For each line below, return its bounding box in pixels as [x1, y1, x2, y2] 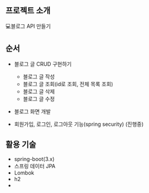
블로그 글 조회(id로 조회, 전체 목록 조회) [22, 80, 114, 87]
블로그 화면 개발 [14, 107, 51, 115]
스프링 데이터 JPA [14, 163, 56, 170]
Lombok [14, 169, 35, 176]
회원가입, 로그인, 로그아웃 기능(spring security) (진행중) [14, 121, 144, 128]
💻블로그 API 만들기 [5, 23, 51, 30]
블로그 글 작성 [22, 73, 55, 80]
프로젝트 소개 [5, 5, 51, 16]
